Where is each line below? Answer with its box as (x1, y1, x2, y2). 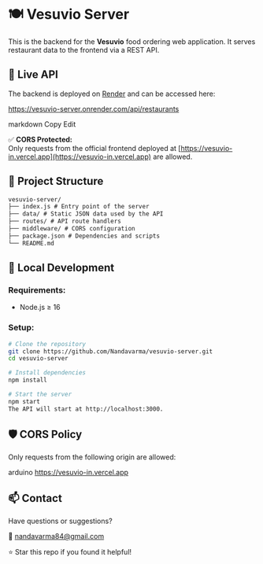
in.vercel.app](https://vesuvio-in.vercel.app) (8, 152, 152, 161)
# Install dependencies (8, 369, 87, 377)
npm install (8, 376, 47, 385)
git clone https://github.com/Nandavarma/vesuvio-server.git (8, 347, 213, 356)
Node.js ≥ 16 (19, 303, 61, 312)
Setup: (8, 323, 35, 334)
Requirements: (8, 285, 66, 295)
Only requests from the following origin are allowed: (8, 452, 176, 462)
